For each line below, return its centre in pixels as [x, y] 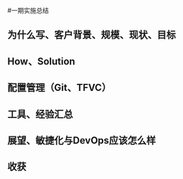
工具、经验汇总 [40, 114]
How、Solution [41, 61]
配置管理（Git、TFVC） [59, 88]
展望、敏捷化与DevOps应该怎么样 [82, 140]
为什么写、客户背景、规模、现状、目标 [91, 35]
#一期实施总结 [28, 10]
